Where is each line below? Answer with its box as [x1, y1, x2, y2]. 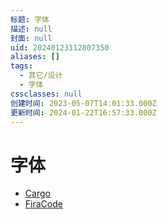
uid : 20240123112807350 [10, 42, 110, 53]
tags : [10, 61, 33, 71]
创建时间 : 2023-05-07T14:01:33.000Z [10, 98, 157, 108]
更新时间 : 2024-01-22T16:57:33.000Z [10, 107, 157, 118]
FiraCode [24, 198, 63, 210]
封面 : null [10, 33, 53, 43]
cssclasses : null [10, 89, 83, 99]
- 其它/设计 [19, 71, 63, 81]
